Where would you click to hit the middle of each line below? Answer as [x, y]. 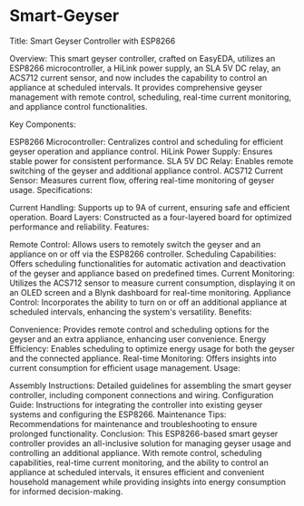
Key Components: [43, 124]
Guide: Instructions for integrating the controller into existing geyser [136, 404]
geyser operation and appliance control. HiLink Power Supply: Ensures [141, 151]
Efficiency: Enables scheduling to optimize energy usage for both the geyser [152, 348]
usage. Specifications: [51, 190]
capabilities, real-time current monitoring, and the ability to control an [139, 462]
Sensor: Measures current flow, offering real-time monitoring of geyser [142, 180]
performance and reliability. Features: [79, 227]
